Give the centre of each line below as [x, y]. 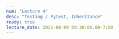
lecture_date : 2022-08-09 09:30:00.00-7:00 [60, 27]
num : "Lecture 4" [27, 11]
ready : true [20, 22]
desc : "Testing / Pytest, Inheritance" [55, 17]
